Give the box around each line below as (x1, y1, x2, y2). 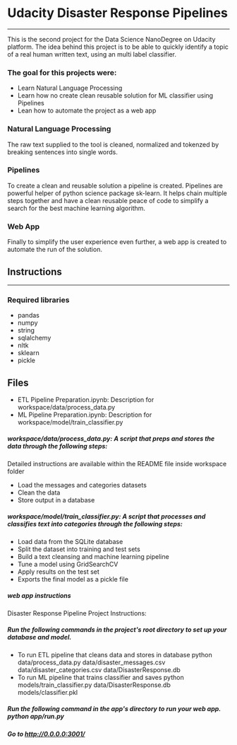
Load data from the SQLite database (17, 537, 123, 545)
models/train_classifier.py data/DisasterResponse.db (17, 681, 171, 689)
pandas (17, 311, 40, 320)
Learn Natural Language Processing (17, 83, 123, 93)
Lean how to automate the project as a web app (17, 106, 157, 115)
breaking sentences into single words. (7, 147, 119, 156)
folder (7, 467, 25, 475)
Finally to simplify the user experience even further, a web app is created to (7, 238, 227, 246)
